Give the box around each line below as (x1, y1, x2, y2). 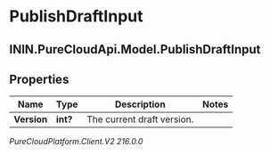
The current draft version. (86, 113, 194, 126)
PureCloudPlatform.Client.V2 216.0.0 (9, 136, 143, 147)
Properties (9, 71, 70, 86)
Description (114, 98, 167, 110)
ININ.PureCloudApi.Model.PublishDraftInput (9, 42, 261, 57)
